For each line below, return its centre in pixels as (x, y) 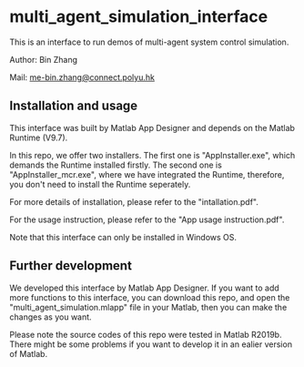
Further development (71, 266)
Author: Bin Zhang (43, 59)
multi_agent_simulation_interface (139, 17)
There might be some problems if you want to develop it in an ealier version (151, 344)
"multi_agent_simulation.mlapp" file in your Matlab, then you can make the (148, 307)
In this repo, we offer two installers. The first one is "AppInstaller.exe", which (152, 155)
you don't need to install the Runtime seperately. (100, 184)
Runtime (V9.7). (39, 138)
